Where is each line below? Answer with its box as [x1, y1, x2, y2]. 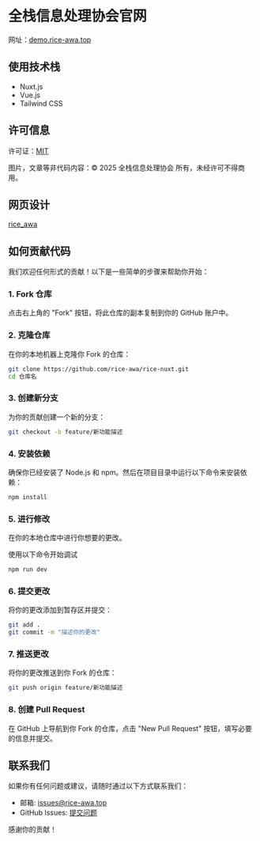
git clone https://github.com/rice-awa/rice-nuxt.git [8, 365, 190, 373]
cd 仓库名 [8, 373, 37, 381]
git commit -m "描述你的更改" [8, 628, 100, 637]
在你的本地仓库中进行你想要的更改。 [8, 533, 126, 543]
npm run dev [8, 566, 47, 574]
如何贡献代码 [8, 244, 71, 258]
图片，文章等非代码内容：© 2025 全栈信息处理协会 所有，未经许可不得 [8, 163, 239, 172]
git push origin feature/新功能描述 [8, 684, 123, 692]
